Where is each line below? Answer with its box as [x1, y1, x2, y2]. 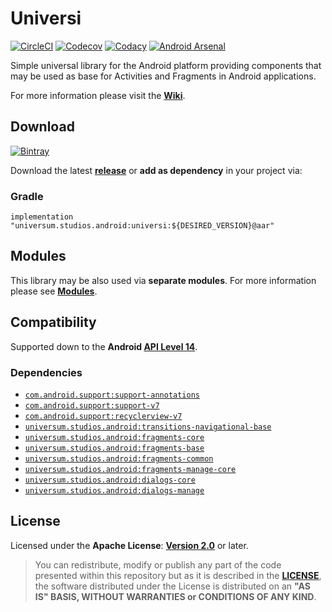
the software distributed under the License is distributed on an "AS [34, 580, 311, 592]
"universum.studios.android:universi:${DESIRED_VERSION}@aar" [10, 221, 275, 231]
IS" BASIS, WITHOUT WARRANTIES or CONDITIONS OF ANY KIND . [34, 590, 317, 602]
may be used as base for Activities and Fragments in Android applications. [10, 70, 317, 82]
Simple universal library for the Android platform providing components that [10, 59, 322, 71]
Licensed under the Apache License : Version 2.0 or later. [10, 539, 249, 551]
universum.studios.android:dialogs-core [24, 475, 196, 485]
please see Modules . [10, 285, 98, 297]
